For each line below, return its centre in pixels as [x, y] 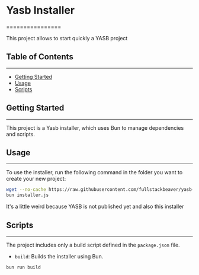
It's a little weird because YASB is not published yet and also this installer [95, 207]
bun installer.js [28, 195]
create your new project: [36, 179]
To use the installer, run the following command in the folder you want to [94, 172]
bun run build [24, 267]
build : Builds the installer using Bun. [59, 256]
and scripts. [21, 134]
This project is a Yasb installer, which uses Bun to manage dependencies [95, 127]
